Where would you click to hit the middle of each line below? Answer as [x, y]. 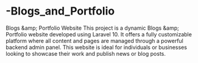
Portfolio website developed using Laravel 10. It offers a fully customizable [99, 34]
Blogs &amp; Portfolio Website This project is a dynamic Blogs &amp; [92, 28]
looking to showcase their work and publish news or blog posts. [86, 53]
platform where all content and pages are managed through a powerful [94, 41]
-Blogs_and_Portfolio [60, 11]
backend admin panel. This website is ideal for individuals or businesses [96, 47]
